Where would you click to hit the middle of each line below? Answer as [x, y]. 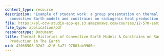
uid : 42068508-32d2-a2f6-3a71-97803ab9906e [50, 46]
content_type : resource [29, 9]
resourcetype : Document [29, 32]
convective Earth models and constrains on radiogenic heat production [84, 19]
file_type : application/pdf [34, 28]
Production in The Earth [35, 41]
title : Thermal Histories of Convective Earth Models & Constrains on [78, 37]
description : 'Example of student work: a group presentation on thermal [82, 14]
